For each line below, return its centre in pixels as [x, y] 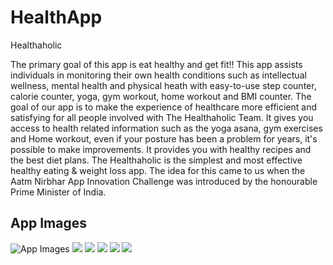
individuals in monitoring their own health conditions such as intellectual [158, 75]
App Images [48, 223]
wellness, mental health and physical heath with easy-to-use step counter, [163, 85]
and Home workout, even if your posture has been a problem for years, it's [164, 138]
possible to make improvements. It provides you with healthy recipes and [161, 149]
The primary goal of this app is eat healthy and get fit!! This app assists [156, 64]
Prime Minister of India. [58, 192]
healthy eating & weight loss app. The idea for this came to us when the [158, 170]
